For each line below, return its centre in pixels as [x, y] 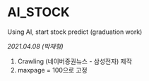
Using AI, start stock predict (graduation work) [75, 32]
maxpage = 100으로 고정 [52, 70]
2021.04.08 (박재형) [35, 46]
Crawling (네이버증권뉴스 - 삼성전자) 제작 [75, 61]
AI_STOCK [38, 12]
